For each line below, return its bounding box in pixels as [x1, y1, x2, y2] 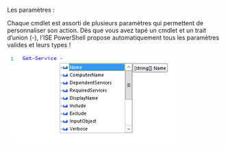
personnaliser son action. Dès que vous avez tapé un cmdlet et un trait [7, 27, 207, 34]
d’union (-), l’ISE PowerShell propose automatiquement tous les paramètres [7, 33, 220, 42]
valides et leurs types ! [7, 41, 71, 49]
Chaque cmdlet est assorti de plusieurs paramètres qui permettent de [7, 19, 204, 27]
